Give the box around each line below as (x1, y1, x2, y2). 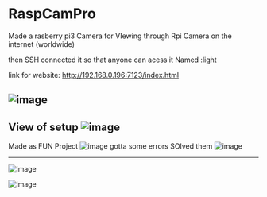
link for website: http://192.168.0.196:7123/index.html (8, 70, 180, 79)
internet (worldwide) (8, 39, 75, 48)
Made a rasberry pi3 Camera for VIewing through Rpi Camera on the (8, 31, 232, 41)
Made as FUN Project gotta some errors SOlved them (8, 141, 213, 151)
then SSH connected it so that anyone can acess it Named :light (8, 55, 217, 64)
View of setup (8, 120, 79, 133)
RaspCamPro (8, 5, 97, 23)
